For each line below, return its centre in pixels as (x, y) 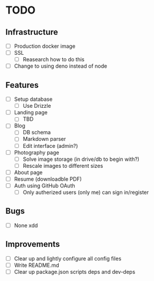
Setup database (33, 99)
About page (28, 172)
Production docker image (45, 46)
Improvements (33, 244)
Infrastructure (32, 32)
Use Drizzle (37, 106)
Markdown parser (44, 139)
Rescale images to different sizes (63, 166)
